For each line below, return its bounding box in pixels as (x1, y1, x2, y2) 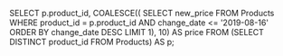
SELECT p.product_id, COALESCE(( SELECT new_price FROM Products (9, 8, 275, 18)
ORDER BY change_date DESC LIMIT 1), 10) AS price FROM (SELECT (9, 27, 265, 37)
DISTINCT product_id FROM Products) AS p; (9, 36, 175, 47)
